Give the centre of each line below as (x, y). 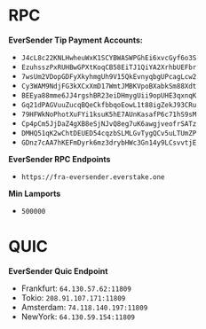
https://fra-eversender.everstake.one (93, 177)
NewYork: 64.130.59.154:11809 (78, 317)
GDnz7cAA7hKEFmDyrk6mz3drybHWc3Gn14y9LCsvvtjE (109, 143)
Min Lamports (35, 193)
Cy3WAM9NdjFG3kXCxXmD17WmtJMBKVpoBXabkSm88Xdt (109, 86)
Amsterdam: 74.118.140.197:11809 (84, 307)
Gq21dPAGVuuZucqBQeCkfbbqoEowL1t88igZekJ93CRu (109, 105)
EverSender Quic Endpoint (58, 270)
